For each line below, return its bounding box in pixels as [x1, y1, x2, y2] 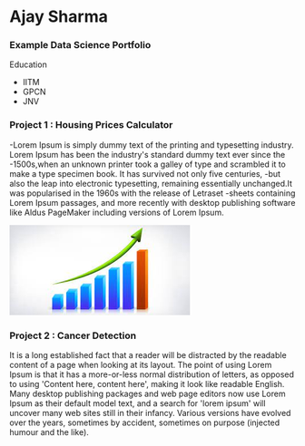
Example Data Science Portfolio [9, 39, 152, 52]
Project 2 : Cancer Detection [9, 329, 137, 342]
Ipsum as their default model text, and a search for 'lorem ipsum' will [9, 398, 266, 409]
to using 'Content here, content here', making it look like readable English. [9, 379, 285, 390]
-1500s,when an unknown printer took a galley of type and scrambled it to [9, 159, 286, 170]
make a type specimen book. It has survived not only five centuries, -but [9, 168, 281, 179]
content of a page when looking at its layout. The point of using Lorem [9, 360, 272, 371]
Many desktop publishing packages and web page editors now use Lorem [9, 388, 286, 400]
